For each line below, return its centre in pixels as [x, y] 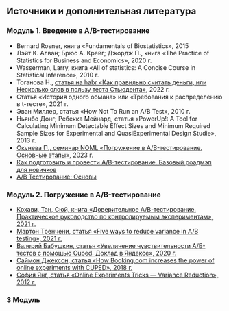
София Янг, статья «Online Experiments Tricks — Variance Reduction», [117, 275]
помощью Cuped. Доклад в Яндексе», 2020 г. [110, 253]
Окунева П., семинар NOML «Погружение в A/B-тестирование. [109, 147]
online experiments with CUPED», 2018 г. [74, 267]
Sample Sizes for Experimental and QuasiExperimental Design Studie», [116, 133]
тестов [26, 253]
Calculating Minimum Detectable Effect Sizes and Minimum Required [113, 125]
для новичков [36, 169]
